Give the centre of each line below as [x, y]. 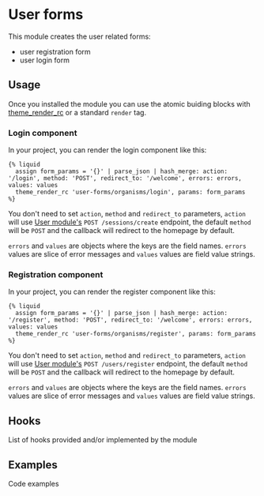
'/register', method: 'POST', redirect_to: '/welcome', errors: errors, [130, 320]
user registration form [55, 51]
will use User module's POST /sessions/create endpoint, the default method [130, 222]
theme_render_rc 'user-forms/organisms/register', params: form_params [136, 334]
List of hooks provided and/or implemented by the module [103, 440]
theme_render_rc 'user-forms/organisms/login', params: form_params [130, 192]
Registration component [56, 274]
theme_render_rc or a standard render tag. [77, 112]
